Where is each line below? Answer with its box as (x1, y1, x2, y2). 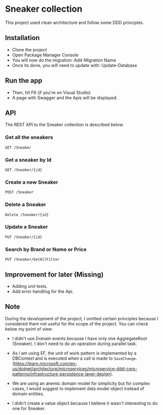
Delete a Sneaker (5, 201, 46, 208)
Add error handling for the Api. (12, 288, 74, 294)
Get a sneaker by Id (5, 156, 52, 163)
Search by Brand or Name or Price (5, 246, 87, 253)
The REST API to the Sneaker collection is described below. (5, 122, 124, 128)
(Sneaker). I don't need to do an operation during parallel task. (12, 341, 137, 347)
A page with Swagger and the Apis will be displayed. (12, 94, 118, 101)
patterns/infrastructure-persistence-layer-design (12, 371, 110, 377)
